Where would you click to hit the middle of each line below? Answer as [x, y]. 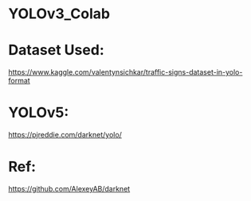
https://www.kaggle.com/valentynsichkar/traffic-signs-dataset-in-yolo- [125, 72]
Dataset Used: [57, 50]
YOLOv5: [39, 113]
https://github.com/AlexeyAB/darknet [69, 189]
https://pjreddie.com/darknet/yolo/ [65, 135]
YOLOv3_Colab [59, 14]
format [19, 81]
